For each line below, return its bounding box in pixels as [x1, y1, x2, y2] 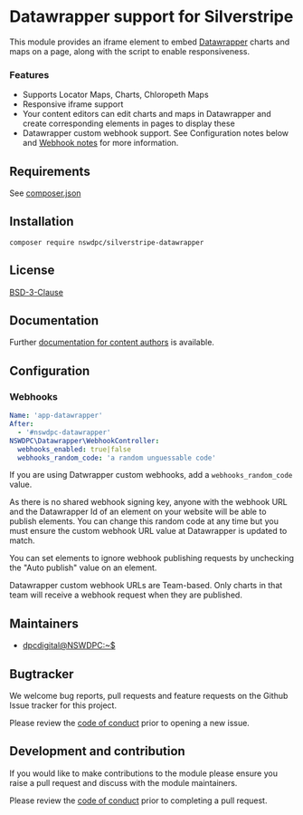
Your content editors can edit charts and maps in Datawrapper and [22, 109, 271, 120]
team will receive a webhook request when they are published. [9, 589, 242, 600]
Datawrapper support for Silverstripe [9, 6, 294, 27]
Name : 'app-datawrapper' [9, 411, 103, 421]
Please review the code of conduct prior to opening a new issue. [9, 718, 251, 729]
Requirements [9, 163, 90, 179]
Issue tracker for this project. [9, 700, 118, 711]
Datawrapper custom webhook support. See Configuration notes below [22, 128, 289, 139]
